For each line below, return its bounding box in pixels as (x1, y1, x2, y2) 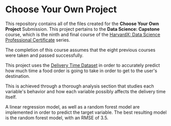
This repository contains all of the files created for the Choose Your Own (5, 20, 159, 27)
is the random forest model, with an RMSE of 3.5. (5, 114, 109, 121)
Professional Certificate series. (5, 37, 71, 43)
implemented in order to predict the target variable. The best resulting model (5, 109, 167, 115)
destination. (5, 73, 30, 79)
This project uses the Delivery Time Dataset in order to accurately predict (5, 62, 160, 68)
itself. (5, 94, 17, 100)
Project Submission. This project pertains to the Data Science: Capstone (5, 26, 160, 32)
